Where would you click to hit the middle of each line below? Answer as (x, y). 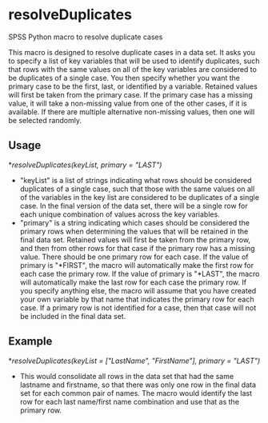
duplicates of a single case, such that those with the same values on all (137, 189)
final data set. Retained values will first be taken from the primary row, (135, 239)
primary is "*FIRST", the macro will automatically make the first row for (137, 265)
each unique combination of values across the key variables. (120, 214)
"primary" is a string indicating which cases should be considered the (135, 222)
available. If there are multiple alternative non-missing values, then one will (132, 112)
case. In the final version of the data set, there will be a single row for (134, 206)
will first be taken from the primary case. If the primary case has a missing (131, 94)
